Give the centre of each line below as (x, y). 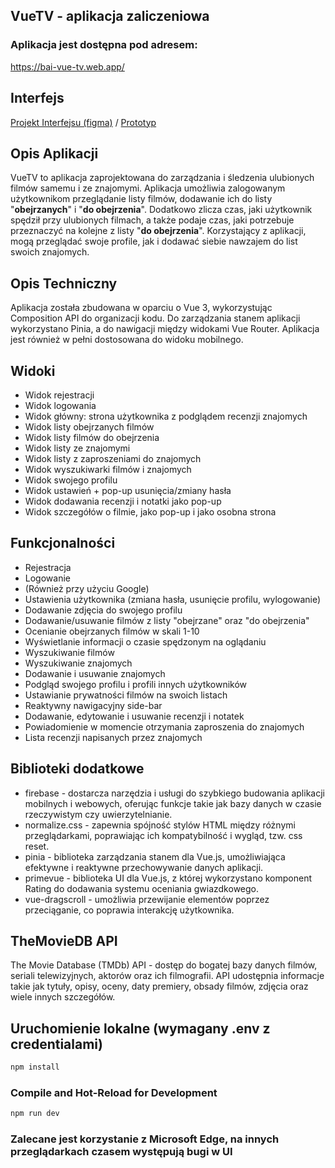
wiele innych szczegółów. (63, 997)
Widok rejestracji (59, 395)
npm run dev (35, 1114)
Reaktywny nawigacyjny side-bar (93, 705)
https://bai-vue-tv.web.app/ (67, 66)
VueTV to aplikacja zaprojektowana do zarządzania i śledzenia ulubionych (162, 178)
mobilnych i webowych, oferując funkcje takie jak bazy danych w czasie (173, 803)
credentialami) (56, 1044)
